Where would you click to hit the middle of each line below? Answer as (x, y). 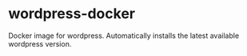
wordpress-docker (72, 14)
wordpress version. (40, 43)
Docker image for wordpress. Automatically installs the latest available (124, 35)
